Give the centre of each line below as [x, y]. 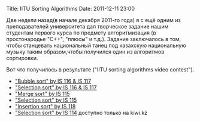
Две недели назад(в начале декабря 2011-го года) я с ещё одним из [93, 20]
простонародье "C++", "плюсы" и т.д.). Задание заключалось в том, [94, 39]
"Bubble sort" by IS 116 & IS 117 [53, 81]
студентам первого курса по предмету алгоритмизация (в [81, 33]
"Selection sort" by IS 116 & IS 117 [56, 87]
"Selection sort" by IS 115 [46, 100]
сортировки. [22, 58]
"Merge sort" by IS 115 [42, 94]
